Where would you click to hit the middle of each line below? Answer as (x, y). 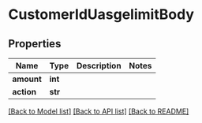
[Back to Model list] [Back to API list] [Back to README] (99, 111)
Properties (35, 44)
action (24, 92)
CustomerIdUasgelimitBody (101, 15)
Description (99, 66)
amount (27, 79)
